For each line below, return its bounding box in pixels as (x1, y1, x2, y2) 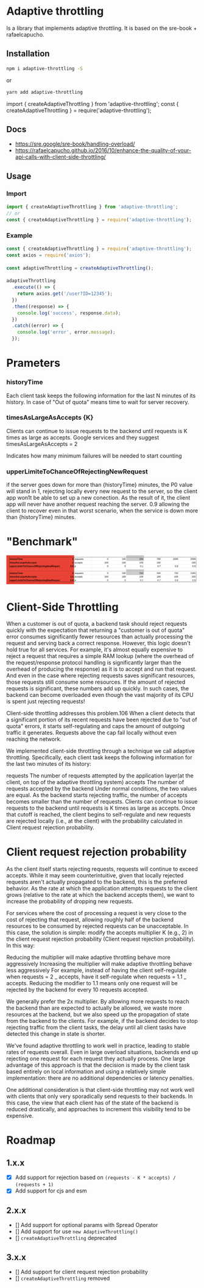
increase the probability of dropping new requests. (6, 897, 134, 905)
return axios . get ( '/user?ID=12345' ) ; (17, 291, 113, 297)
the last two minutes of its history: (6, 760, 91, 768)
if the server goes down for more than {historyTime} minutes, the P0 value (6, 481, 193, 489)
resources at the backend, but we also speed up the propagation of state (6, 1011, 189, 1018)
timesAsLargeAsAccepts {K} (6, 413, 94, 422)
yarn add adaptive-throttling (6, 89, 83, 95)
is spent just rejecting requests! (6, 698, 85, 705)
